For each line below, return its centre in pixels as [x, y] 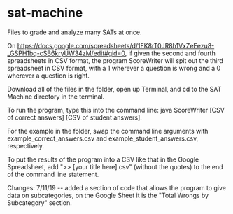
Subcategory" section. [40, 202]
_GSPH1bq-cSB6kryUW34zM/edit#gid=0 [66, 53]
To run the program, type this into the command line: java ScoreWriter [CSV [116, 110]
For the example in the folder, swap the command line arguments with [108, 131]
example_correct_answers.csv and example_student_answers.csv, [103, 138]
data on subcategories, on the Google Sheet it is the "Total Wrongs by [108, 195]
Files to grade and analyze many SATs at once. [75, 32]
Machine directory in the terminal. [56, 97]
